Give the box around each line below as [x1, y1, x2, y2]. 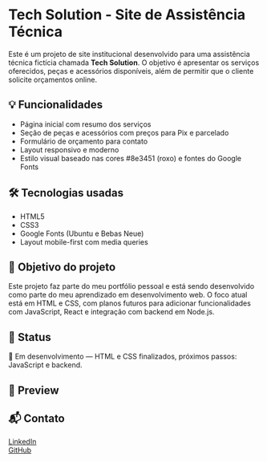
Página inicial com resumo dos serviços [19, 119, 152, 129]
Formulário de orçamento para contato [19, 136, 148, 146]
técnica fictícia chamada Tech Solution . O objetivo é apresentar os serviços [8, 58, 260, 67]
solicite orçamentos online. [8, 75, 98, 84]
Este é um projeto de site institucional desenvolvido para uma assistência [8, 49, 250, 59]
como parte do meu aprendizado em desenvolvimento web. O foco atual [8, 290, 248, 300]
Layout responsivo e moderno [19, 144, 119, 154]
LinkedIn [8, 437, 37, 447]
